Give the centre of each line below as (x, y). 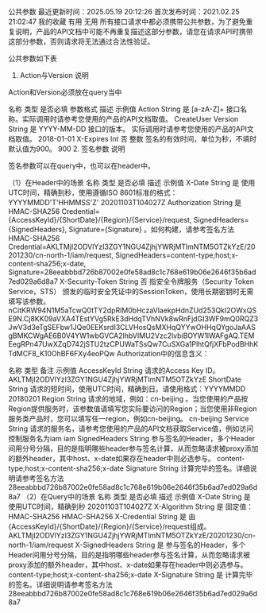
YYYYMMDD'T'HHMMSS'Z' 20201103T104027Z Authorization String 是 (125, 202)
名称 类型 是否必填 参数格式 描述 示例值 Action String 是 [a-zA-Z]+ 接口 (124, 109)
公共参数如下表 (33, 58)
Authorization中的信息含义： (163, 353)
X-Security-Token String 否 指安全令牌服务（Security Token (156, 281)
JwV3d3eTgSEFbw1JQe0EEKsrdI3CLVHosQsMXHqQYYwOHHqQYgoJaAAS (132, 327)
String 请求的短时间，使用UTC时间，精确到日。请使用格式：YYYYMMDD (127, 389)
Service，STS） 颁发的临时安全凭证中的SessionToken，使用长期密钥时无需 (131, 291)
